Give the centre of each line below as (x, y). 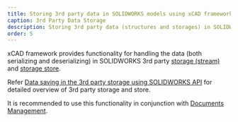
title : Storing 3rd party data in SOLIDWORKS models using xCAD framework (120, 14)
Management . (28, 111)
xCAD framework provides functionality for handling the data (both (104, 54)
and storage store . (34, 68)
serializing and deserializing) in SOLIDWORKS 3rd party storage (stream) (114, 61)
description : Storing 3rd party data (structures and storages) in (109, 27)
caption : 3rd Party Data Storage (57, 20)
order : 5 (20, 33)
